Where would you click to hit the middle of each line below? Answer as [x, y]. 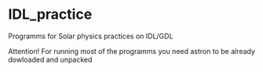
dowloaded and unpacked [50, 59]
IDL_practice [50, 14]
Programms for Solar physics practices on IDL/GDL [91, 36]
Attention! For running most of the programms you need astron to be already [131, 51]
